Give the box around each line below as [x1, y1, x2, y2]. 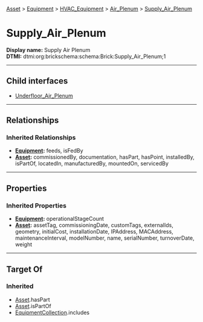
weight [14, 241, 32, 248]
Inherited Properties [6, 201, 66, 209]
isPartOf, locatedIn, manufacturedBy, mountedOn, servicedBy [14, 160, 169, 167]
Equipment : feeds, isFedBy [14, 147, 83, 154]
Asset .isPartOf [14, 302, 51, 309]
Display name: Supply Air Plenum [6, 46, 91, 53]
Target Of [6, 264, 43, 274]
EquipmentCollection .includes [14, 309, 90, 316]
